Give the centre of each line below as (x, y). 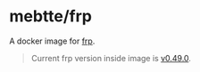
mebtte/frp (50, 16)
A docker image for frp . (52, 41)
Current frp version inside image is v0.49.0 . (111, 58)
